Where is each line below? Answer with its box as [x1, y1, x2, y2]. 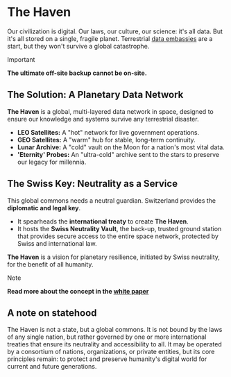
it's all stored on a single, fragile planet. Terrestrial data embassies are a [7, 34, 213, 42]
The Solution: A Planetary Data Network [7, 89, 184, 101]
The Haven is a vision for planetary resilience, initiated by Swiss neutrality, [7, 253, 221, 261]
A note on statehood [7, 307, 97, 319]
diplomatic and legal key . [7, 203, 81, 212]
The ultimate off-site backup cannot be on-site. [7, 69, 147, 77]
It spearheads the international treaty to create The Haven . [17, 217, 189, 226]
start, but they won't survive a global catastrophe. [7, 42, 150, 50]
